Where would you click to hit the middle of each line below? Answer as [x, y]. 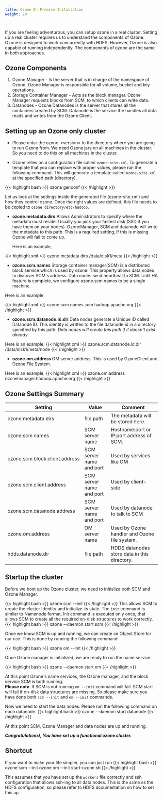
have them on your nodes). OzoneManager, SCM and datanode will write [85, 227]
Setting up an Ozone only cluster [56, 131]
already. [20, 335]
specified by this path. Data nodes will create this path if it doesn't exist [84, 330]
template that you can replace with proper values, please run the [77, 167]
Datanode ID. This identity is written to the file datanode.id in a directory [84, 325]
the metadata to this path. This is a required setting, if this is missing [80, 232]
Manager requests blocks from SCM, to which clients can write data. [81, 100]
